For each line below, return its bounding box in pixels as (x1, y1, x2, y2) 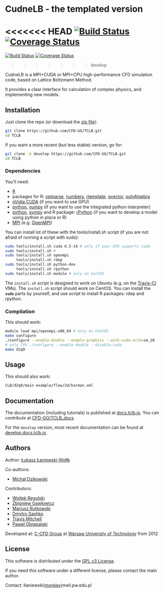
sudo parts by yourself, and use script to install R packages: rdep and (5, 290, 144, 296)
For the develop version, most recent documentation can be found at (5, 424, 144, 430)
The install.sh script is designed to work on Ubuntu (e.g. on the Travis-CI (5, 280, 156, 286)
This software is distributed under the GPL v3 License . (5, 558, 115, 564)
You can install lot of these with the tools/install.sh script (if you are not (5, 229, 149, 235)
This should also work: (5, 373, 51, 379)
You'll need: (5, 178, 29, 185)
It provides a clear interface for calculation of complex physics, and (5, 86, 141, 92)
